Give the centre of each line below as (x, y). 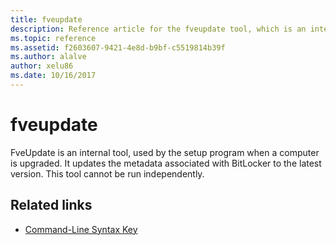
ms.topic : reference (53, 38)
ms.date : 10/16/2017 (53, 76)
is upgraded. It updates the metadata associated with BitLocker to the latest (166, 163)
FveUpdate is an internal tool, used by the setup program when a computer (165, 152)
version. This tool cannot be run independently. (107, 173)
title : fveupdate (46, 19)
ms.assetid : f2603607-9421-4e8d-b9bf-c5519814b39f (118, 47)
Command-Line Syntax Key (81, 229)
